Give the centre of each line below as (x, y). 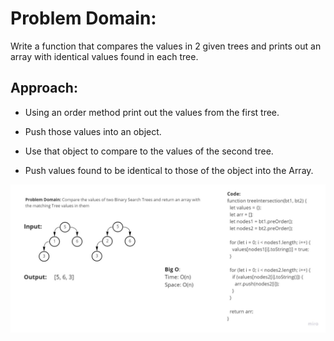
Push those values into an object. (93, 131)
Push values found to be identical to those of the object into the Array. (169, 170)
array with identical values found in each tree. (104, 56)
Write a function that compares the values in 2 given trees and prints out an (166, 46)
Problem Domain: (83, 18)
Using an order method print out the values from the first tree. (152, 112)
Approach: (44, 88)
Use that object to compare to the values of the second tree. (149, 151)
